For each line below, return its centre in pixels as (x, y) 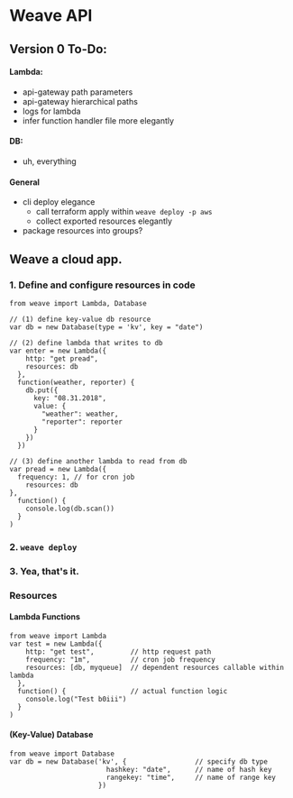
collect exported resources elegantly (104, 221)
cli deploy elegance (59, 202)
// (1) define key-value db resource (80, 319)
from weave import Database (62, 754)
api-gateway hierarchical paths (80, 101)
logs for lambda (51, 111)
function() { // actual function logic (123, 691)
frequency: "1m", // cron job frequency (121, 659)
